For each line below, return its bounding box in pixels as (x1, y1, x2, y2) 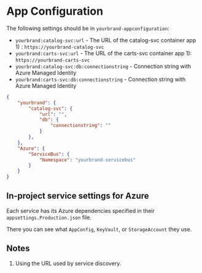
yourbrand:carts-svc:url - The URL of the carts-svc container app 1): (15, 49, 192, 56)
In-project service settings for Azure (6, 191, 149, 201)
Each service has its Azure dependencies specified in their (6, 207, 155, 214)
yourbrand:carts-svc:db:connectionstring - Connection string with (15, 75, 186, 83)
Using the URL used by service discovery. (15, 260, 122, 267)
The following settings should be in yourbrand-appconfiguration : (6, 25, 170, 32)
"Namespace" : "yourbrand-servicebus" (39, 156, 136, 163)
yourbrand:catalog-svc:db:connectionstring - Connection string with (15, 63, 192, 70)
